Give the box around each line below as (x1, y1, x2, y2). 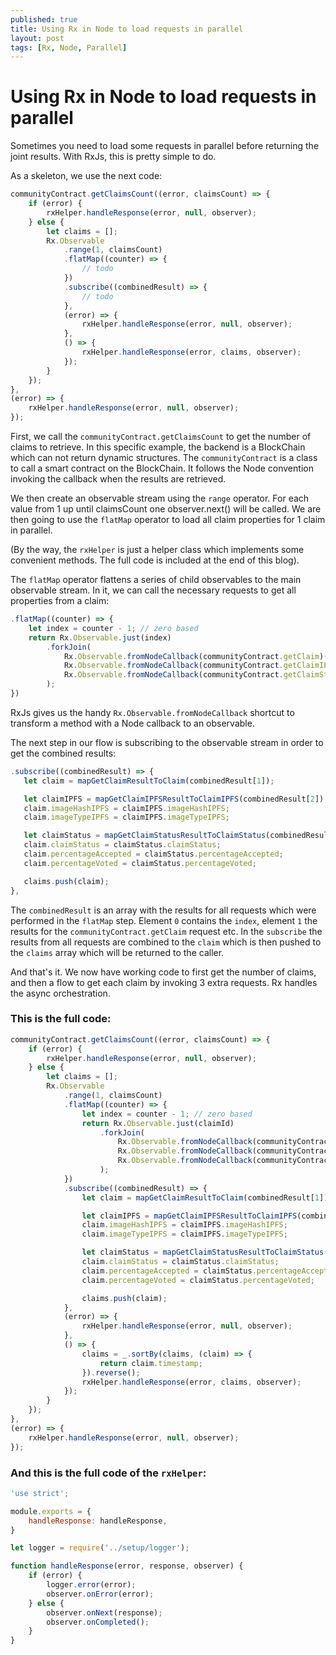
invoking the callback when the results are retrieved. (10, 473, 227, 485)
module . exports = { (10, 1506, 92, 1516)
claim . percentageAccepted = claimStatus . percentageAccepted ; (23, 849, 284, 860)
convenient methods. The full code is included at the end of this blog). (10, 554, 300, 566)
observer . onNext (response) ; (46, 1607, 163, 1618)
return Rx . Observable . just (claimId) (81, 1118, 235, 1128)
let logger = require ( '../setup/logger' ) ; (10, 1543, 190, 1553)
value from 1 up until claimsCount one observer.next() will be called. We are (10, 503, 322, 515)
